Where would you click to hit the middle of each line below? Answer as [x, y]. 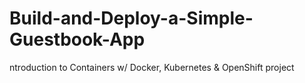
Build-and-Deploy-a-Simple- [131, 18]
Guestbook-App [77, 39]
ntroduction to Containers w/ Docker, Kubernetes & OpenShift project [152, 67]
